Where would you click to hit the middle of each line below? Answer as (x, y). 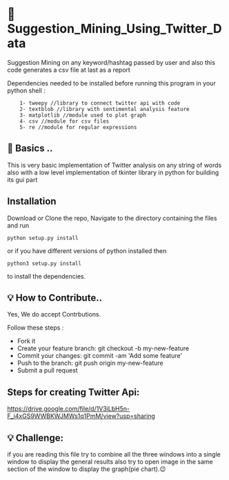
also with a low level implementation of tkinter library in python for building (113, 172)
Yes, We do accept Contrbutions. (54, 314)
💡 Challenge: (36, 438)
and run (18, 225)
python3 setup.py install (44, 263)
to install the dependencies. (47, 276)
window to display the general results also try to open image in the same (110, 462)
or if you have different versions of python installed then (87, 250)
